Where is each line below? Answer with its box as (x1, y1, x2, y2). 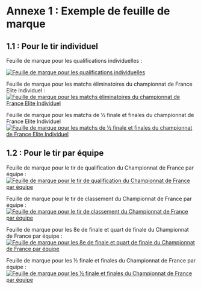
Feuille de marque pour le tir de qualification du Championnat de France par (6, 164, 194, 171)
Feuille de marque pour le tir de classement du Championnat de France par (6, 195, 192, 202)
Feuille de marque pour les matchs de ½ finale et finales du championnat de (6, 112, 194, 118)
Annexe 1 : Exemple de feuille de (6, 4, 170, 18)
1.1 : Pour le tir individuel (6, 41, 98, 51)
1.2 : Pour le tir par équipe (6, 148, 104, 158)
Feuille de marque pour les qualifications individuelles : (6, 57, 143, 64)
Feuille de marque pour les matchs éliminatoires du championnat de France (6, 80, 193, 87)
